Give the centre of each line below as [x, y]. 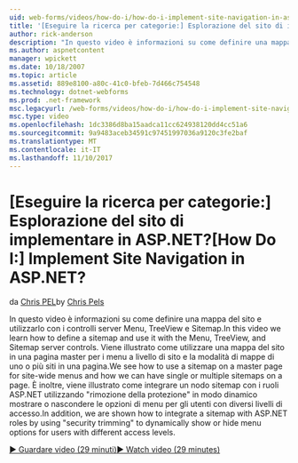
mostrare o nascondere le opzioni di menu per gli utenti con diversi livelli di [146, 404]
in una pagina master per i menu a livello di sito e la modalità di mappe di [142, 357]
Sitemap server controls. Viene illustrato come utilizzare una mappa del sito [147, 347]
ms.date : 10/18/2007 [47, 68]
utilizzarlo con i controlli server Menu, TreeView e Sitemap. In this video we [145, 329]
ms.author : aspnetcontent [57, 51]
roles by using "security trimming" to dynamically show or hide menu [135, 423]
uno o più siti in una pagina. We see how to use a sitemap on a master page [146, 366]
